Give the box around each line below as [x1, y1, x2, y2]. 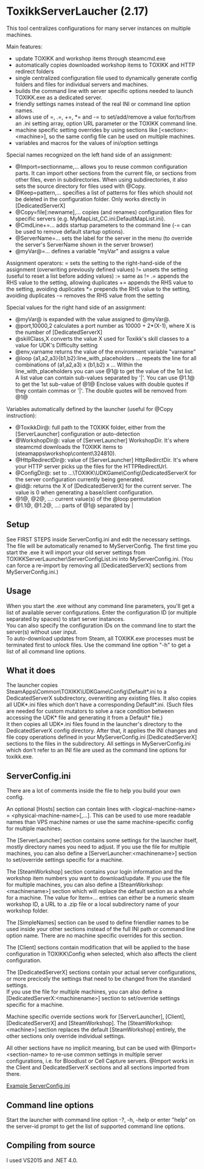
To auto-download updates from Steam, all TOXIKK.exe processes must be [6, 634, 194, 642]
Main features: [6, 43, 43, 50]
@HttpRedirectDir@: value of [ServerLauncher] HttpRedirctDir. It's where [15, 456, 199, 463]
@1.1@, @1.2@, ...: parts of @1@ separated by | [15, 502, 134, 509]
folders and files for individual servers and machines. [15, 81, 149, 88]
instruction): [6, 412, 37, 419]
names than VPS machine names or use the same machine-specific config [6, 818, 194, 826]
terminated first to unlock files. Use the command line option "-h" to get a [6, 641, 191, 648]
